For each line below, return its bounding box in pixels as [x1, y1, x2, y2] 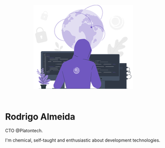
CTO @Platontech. [5, 127, 43, 134]
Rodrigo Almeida [5, 111, 75, 123]
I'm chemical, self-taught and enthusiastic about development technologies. [5, 137, 161, 143]
